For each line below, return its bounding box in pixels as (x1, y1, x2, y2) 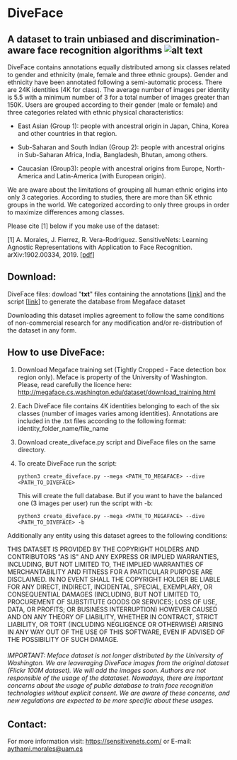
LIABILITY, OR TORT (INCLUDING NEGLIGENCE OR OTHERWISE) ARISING (7, 620, 224, 628)
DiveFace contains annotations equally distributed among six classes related (7, 63, 231, 71)
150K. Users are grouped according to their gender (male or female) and (7, 100, 218, 109)
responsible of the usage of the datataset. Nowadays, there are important (7, 674, 224, 682)
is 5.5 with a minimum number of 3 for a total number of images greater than (7, 93, 230, 101)
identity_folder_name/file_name (17, 424, 109, 432)
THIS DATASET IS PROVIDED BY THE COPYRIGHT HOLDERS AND (7, 545, 200, 553)
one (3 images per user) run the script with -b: (17, 499, 154, 507)
